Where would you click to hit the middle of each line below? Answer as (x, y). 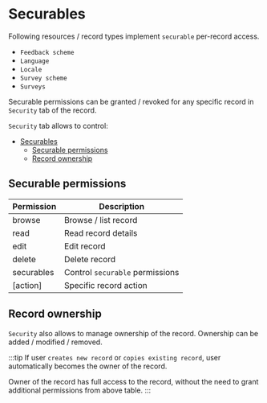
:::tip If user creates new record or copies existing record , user (115, 357)
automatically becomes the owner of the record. (88, 366)
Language (34, 61)
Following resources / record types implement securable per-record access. (134, 36)
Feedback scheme (47, 52)
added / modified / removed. (55, 342)
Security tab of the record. (53, 110)
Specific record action (105, 285)
